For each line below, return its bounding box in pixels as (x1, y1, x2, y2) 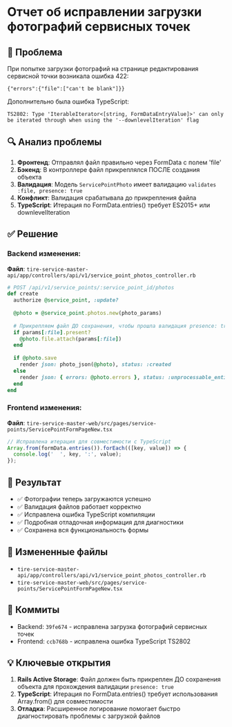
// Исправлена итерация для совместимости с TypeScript (7, 438, 171, 445)
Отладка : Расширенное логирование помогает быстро (17, 705, 181, 713)
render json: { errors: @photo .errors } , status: (19, 374, 166, 380)
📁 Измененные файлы (7, 546, 108, 558)
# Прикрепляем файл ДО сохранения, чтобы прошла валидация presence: (13, 322, 217, 329)
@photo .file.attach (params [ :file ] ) (19, 336, 122, 342)
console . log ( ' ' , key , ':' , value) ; (13, 451, 122, 458)
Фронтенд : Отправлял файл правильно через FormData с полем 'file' (17, 158, 222, 166)
